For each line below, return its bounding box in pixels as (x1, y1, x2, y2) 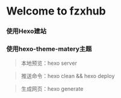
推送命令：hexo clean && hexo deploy (20, 73, 115, 80)
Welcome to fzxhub (6, 4, 107, 18)
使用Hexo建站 (6, 27, 47, 36)
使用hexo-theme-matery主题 (6, 45, 92, 53)
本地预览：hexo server (20, 59, 77, 67)
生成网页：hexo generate (20, 85, 84, 93)
